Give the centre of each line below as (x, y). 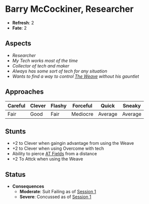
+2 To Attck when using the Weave (48, 159)
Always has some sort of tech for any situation (60, 71)
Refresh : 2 (23, 23)
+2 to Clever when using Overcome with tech (58, 148)
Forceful (82, 105)
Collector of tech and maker (41, 66)
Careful (16, 105)
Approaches (25, 92)
